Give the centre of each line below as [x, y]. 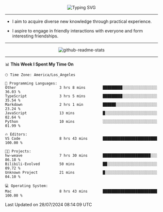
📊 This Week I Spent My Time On [39, 64]
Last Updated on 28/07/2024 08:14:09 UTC [49, 204]
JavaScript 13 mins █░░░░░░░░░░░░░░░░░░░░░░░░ [81, 113]
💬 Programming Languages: [31, 83]
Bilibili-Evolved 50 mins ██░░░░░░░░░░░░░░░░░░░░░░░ [81, 164]
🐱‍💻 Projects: [18, 151]
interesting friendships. [35, 36]
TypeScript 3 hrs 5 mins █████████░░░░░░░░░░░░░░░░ [81, 96]
